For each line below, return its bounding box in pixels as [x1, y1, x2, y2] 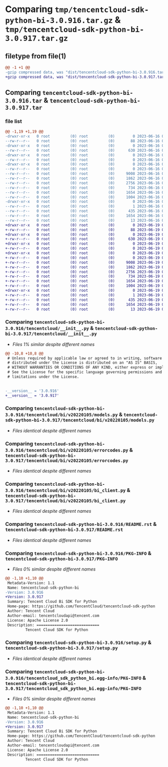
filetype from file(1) [5, 52, 66, 60]
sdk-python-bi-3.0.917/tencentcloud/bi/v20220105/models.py [5, 417, 155, 423]
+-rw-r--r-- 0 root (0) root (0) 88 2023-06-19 [5, 227, 160, 232]
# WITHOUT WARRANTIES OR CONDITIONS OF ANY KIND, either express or [7, 365, 153, 370]
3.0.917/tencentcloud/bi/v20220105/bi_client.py [5, 498, 126, 503]
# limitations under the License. [7, 374, 79, 380]
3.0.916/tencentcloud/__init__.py [5, 325, 89, 332]
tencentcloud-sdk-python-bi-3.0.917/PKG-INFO [5, 556, 118, 562]
